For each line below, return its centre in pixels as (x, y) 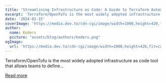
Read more (16, 75)
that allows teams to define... (35, 66)
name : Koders (23, 33)
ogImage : (14, 42)
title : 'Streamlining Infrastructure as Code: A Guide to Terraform (77, 10)
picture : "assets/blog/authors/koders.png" (55, 38)
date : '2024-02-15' (25, 19)
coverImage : (17, 23)
